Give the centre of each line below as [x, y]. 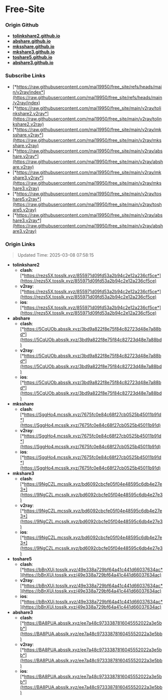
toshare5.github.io [32, 57]
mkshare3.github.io [34, 52]
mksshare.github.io [33, 47]
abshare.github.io [32, 41]
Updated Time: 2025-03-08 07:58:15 [56, 255]
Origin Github [22, 25]
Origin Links [20, 244]
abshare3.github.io [33, 63]
